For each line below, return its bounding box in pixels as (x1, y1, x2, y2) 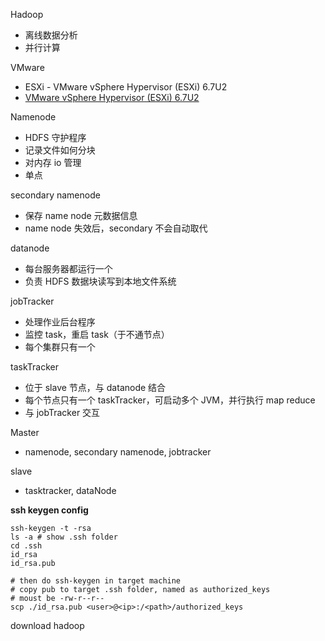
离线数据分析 (24, 29, 78, 41)
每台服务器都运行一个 (24, 263, 113, 274)
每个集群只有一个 (24, 341, 96, 353)
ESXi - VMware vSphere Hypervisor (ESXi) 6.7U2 (24, 81, 228, 93)
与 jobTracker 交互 (24, 407, 101, 418)
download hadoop (10, 620, 85, 631)
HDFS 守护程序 (24, 132, 87, 143)
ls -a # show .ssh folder (10, 532, 118, 542)
